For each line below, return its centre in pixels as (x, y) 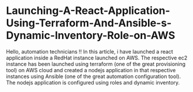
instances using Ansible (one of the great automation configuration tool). (94, 76)
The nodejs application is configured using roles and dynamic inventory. (93, 82)
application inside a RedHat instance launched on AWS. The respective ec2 (97, 58)
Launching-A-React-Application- (88, 11)
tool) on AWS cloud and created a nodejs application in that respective (91, 70)
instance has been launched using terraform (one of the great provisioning (96, 64)
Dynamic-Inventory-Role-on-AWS (91, 36)
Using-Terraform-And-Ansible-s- (89, 23)
